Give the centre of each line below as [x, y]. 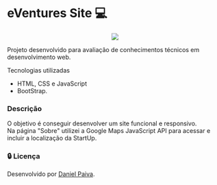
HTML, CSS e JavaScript [52, 84]
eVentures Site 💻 [57, 13]
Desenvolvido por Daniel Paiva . [51, 174]
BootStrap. [32, 90]
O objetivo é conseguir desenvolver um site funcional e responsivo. [102, 123]
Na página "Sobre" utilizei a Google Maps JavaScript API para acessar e [109, 131]
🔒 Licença [24, 156]
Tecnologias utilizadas [39, 70]
